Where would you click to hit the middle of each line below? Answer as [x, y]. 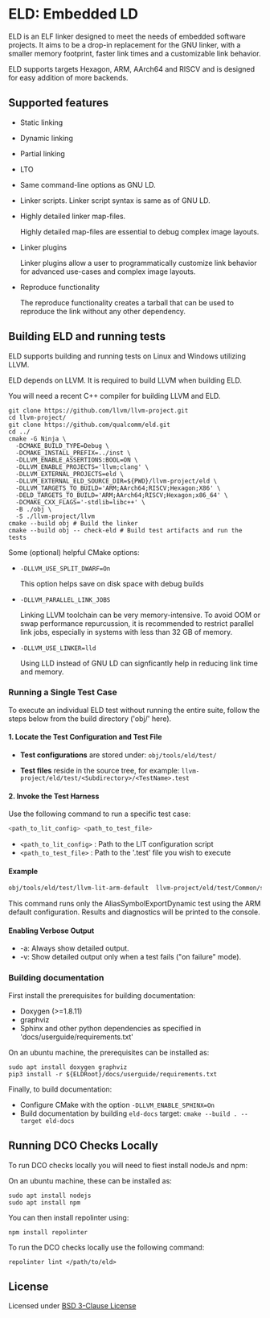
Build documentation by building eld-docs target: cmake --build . [129, 1113]
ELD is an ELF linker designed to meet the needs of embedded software [127, 36]
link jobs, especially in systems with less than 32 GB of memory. [126, 632]
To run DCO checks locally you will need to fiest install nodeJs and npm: [128, 1165]
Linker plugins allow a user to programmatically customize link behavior [138, 263]
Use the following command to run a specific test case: [100, 814]
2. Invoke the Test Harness [54, 796]
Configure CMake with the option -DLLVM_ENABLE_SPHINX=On [117, 1105]
